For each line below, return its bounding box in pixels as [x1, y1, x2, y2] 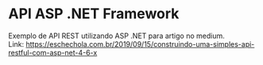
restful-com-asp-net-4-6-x [8, 48, 98, 57]
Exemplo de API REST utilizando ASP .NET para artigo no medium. [8, 31, 225, 40]
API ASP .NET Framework [8, 5, 180, 23]
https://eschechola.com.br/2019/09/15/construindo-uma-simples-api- [25, 39, 255, 48]
